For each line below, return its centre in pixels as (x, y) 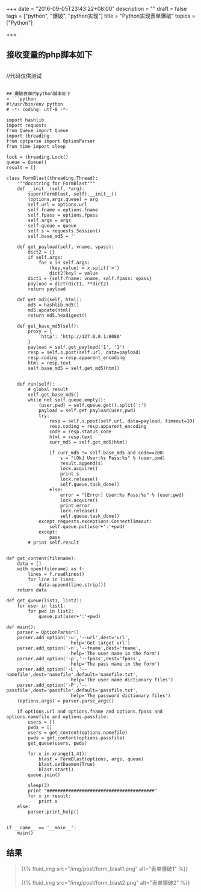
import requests (26, 125)
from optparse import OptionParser (51, 141)
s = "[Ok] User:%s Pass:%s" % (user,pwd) (113, 458)
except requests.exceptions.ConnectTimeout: (95, 521)
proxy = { (40, 331)
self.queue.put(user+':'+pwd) (87, 527)
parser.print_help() (54, 812)
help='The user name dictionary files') (122, 680)
